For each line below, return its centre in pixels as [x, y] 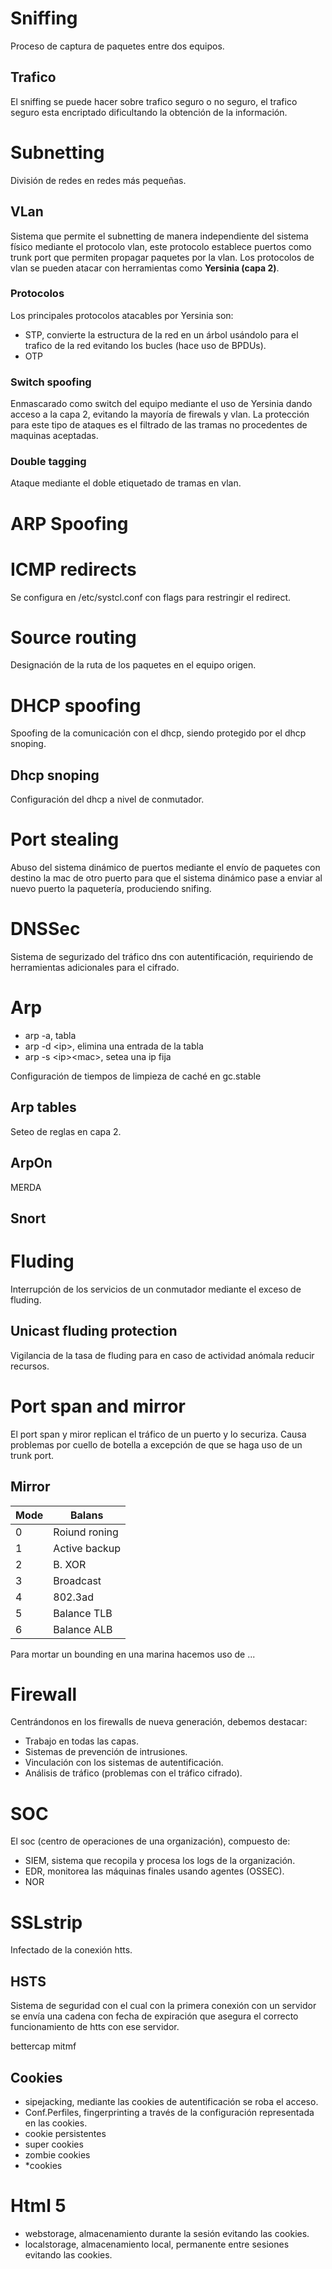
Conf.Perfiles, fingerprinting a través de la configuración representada [169, 2112]
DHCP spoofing [76, 705]
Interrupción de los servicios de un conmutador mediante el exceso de [156, 1289]
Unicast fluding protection [94, 1331]
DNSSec [45, 929]
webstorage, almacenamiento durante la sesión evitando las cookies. [167, 2233]
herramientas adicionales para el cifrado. [95, 968]
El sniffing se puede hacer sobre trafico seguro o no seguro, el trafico [154, 101]
